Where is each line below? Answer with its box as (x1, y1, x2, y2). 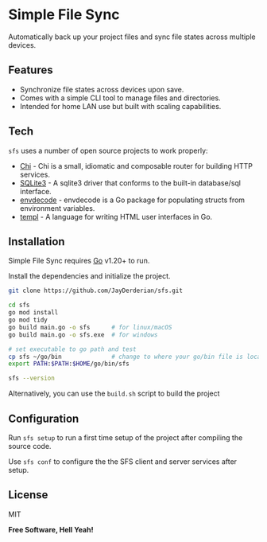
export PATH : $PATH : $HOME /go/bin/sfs (8, 360, 130, 368)
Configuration (8, 411, 79, 425)
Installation (8, 235, 65, 248)
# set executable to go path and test (8, 345, 137, 353)
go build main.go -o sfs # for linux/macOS (8, 323, 172, 331)
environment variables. (19, 203, 95, 213)
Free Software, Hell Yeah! (8, 524, 94, 534)
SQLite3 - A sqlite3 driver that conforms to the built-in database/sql (19, 177, 241, 188)
